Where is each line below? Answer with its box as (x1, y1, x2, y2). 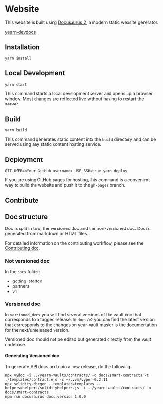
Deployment (5, 156, 43, 164)
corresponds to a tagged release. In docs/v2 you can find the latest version (5, 316, 155, 322)
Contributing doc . (5, 246, 40, 251)
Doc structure (5, 212, 48, 221)
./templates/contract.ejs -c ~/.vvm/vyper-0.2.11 (5, 377, 108, 382)
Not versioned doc (5, 258, 50, 264)
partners (12, 283, 30, 289)
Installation (5, 43, 40, 52)
